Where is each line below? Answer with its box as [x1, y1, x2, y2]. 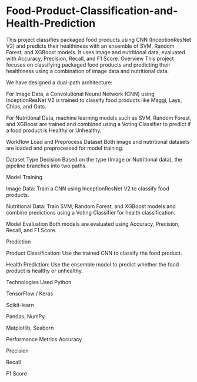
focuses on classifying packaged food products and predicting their [6, 61, 171, 68]
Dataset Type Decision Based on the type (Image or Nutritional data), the [6, 156, 182, 163]
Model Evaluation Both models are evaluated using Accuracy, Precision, [6, 220, 180, 228]
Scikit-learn [6, 301, 34, 308]
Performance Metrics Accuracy [6, 335, 82, 343]
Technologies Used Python [6, 278, 72, 285]
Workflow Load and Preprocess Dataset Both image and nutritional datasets [6, 138, 190, 145]
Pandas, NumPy [6, 312, 45, 320]
